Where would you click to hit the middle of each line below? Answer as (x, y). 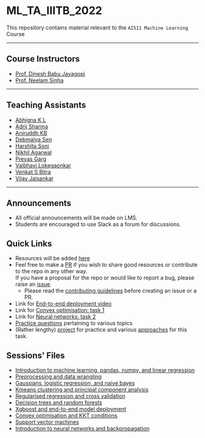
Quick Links (29, 243)
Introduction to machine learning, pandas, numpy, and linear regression (105, 370)
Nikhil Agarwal (33, 152)
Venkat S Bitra (33, 172)
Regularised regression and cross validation (70, 396)
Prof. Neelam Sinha (39, 80)
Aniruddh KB (31, 133)
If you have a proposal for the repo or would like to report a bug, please (105, 278)
